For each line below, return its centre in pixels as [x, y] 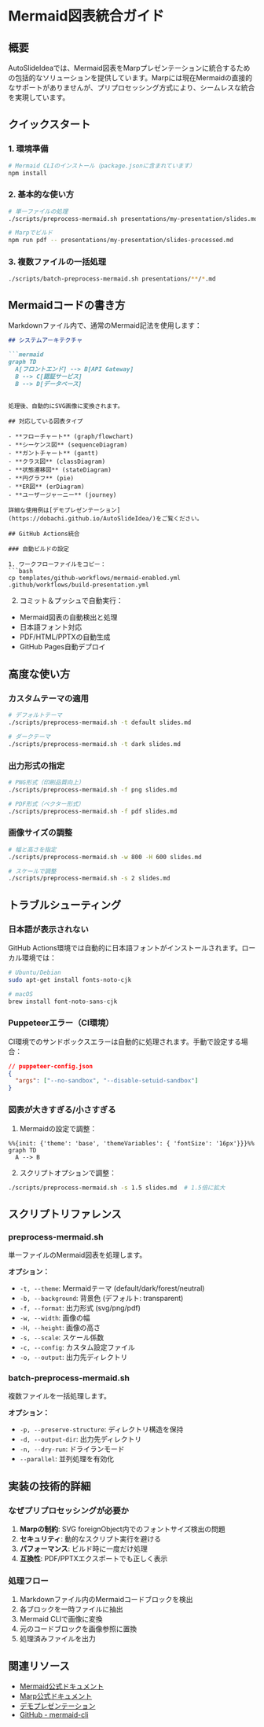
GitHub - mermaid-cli [54, 1715]
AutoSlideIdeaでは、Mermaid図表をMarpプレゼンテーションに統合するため [129, 68]
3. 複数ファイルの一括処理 [57, 262]
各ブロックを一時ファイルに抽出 [71, 1609]
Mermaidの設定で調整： [58, 1128]
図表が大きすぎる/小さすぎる [62, 1110]
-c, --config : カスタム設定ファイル [77, 1347]
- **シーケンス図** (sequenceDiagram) [68, 445]
